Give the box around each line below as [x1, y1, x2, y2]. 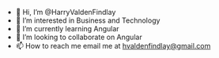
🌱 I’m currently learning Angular [15, 24, 120, 33]
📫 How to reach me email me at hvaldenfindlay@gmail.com [15, 42, 211, 50]
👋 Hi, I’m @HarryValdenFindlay [15, 8, 116, 16]
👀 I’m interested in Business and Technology [15, 16, 160, 25]
